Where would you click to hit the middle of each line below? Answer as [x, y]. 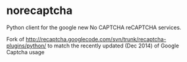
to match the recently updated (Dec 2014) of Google [113, 46]
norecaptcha [39, 11]
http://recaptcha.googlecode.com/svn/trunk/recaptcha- [96, 39]
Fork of [15, 39]
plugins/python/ [26, 46]
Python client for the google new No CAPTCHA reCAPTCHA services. [94, 27]
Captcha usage [25, 52]
